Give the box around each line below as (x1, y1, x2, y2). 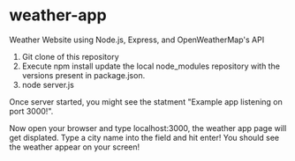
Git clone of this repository (21, 51, 119, 62)
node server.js (21, 79, 75, 90)
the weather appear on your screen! (9, 142, 140, 152)
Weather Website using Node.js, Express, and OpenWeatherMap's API (9, 34, 265, 45)
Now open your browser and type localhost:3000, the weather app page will (9, 122, 287, 133)
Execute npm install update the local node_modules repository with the (21, 61, 281, 71)
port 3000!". (9, 106, 54, 116)
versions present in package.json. (21, 70, 146, 80)
